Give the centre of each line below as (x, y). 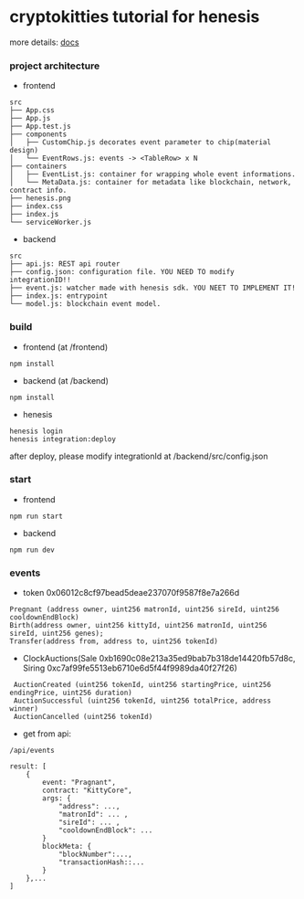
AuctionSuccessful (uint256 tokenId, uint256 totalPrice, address (142, 701)
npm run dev (32, 550)
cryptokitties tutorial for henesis (135, 17)
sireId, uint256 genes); (57, 634)
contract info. (38, 190)
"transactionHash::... (101, 862)
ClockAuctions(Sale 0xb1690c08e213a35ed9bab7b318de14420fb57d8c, (159, 659)
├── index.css (37, 206)
